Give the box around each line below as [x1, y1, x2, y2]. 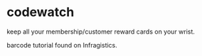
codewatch [6, 4, 75, 20]
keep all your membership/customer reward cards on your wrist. [6, 27, 195, 36]
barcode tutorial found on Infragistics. [6, 41, 118, 49]
